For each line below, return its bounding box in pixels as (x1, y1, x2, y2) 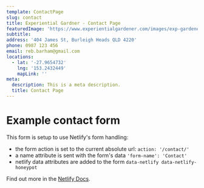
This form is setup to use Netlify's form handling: (6, 134, 129, 141)
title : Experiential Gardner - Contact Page (6, 20, 121, 26)
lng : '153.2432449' (17, 65, 67, 71)
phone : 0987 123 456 (6, 43, 59, 49)
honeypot (15, 164, 38, 170)
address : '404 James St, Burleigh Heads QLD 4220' (6, 37, 137, 43)
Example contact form (6, 114, 120, 128)
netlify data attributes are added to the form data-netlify (15, 158, 159, 165)
